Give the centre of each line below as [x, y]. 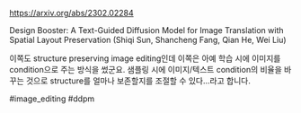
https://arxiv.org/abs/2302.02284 [71, 13]
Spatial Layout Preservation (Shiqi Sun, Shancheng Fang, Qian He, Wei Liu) [148, 40]
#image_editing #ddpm [52, 99]
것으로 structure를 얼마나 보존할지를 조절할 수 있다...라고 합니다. [138, 81]
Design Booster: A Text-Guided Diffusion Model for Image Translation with [147, 30]
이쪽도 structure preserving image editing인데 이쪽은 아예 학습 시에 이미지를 [145, 58]
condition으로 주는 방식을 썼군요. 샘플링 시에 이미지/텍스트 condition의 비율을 [146, 70]
